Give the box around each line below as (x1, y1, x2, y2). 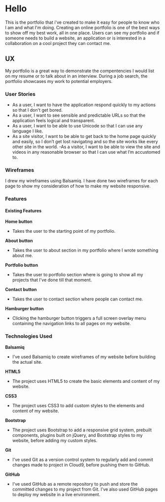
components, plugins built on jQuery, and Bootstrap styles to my (12, 432, 143, 438)
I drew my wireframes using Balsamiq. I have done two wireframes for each (5, 178, 159, 184)
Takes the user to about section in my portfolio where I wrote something (12, 248, 159, 253)
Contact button (5, 287, 37, 293)
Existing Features (5, 208, 42, 213)
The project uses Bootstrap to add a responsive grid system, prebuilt (12, 427, 152, 433)
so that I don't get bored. (12, 107, 63, 113)
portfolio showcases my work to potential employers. (5, 78, 113, 84)
